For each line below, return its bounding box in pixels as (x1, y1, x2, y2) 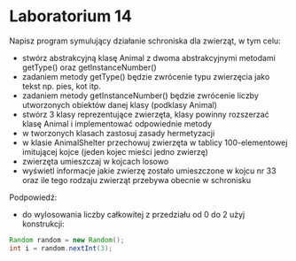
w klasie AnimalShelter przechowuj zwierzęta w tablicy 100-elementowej (21, 137, 288, 148)
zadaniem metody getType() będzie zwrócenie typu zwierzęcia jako (21, 71, 270, 81)
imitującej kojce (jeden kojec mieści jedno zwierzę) (21, 146, 208, 157)
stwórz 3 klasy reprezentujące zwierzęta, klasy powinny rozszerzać (21, 109, 270, 119)
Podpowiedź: (9, 192, 58, 203)
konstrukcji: (21, 219, 65, 229)
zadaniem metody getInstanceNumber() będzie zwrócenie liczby (21, 90, 260, 101)
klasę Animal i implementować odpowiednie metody (21, 118, 213, 129)
